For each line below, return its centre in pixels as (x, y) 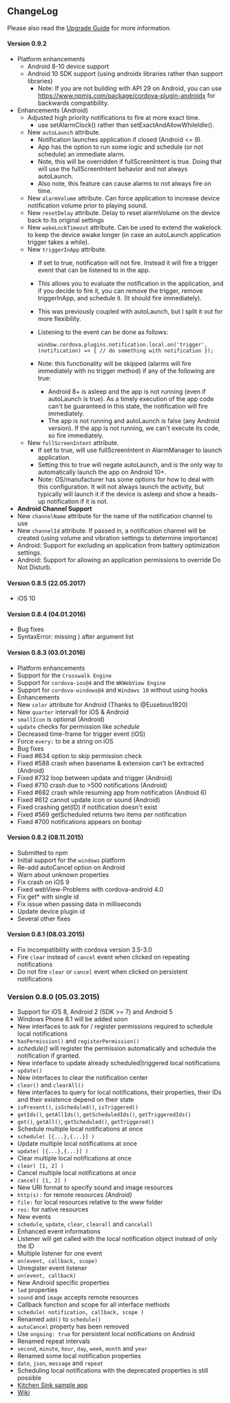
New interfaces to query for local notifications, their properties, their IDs (119, 1092)
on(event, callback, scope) (57, 1261)
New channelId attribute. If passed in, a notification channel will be (112, 531)
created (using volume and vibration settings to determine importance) (117, 538)
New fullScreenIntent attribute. (73, 443)
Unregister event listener (52, 1268)
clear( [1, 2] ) (40, 1166)
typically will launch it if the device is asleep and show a (117, 494)
